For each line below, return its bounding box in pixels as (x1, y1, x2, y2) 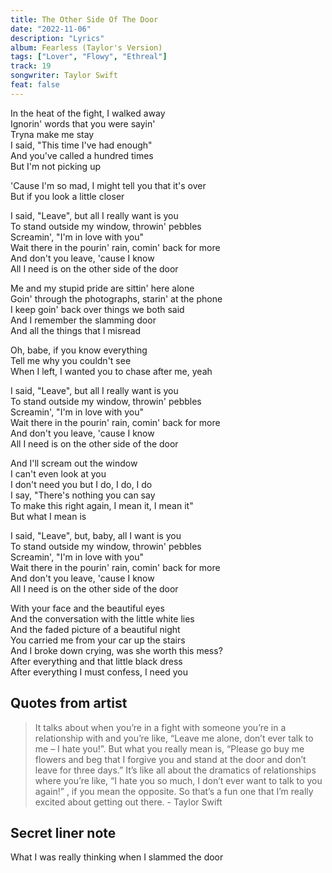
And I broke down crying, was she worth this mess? (10, 644, 223, 656)
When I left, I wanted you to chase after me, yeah (10, 365, 213, 377)
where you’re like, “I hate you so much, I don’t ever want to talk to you (34, 774, 323, 786)
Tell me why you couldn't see (10, 354, 132, 366)
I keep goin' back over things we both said (10, 303, 185, 315)
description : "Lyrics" (10, 33, 105, 43)
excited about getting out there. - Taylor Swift (34, 796, 223, 808)
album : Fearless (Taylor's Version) (10, 42, 163, 53)
